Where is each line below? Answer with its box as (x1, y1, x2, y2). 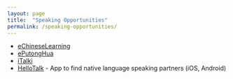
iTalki (17, 57, 33, 65)
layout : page (7, 10, 45, 17)
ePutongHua (17, 49, 54, 58)
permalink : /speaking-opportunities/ (7, 23, 118, 30)
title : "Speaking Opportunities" (7, 17, 108, 24)
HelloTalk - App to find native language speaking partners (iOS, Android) (17, 64, 227, 73)
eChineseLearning (17, 42, 71, 51)
